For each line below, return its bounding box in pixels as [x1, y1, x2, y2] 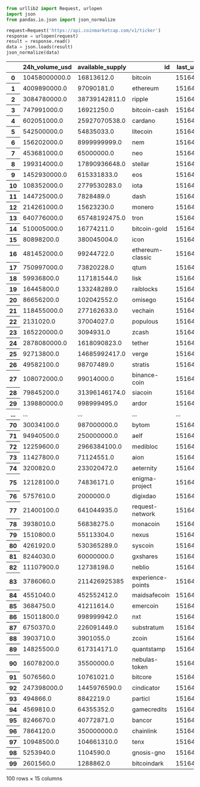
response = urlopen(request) [6, 33, 79, 39]
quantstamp [132, 645, 165, 653]
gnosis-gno [132, 748, 165, 757]
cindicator [132, 684, 161, 692]
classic [132, 253, 152, 262]
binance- [132, 371, 159, 379]
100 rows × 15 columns [6, 775, 62, 782]
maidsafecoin [132, 591, 170, 599]
